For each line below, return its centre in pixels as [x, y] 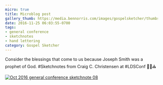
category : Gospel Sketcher [32, 45]
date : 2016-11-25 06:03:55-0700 [38, 23]
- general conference [27, 32]
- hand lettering [23, 41]
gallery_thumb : [20, 18]
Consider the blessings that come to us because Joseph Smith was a [74, 59]
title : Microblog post [28, 14]
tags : [10, 28]
